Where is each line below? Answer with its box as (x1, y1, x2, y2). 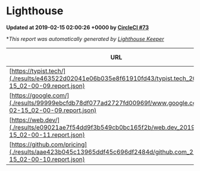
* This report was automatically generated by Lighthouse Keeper (6, 35, 164, 42)
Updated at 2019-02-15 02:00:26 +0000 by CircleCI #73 (6, 24, 149, 31)
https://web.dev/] (11, 116, 60, 124)
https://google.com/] (11, 91, 70, 99)
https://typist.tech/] (11, 66, 66, 75)
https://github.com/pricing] (11, 140, 87, 148)
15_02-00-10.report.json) (9, 155, 85, 163)
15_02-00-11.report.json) (9, 131, 85, 139)
